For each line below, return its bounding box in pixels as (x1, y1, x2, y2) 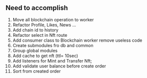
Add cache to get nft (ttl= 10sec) (12, 53, 78, 59)
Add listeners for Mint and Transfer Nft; (12, 58, 92, 63)
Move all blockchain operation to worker (12, 16, 94, 22)
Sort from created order (12, 68, 61, 74)
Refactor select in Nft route (12, 32, 68, 38)
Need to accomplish (5, 4, 68, 12)
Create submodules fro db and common (12, 42, 94, 48)
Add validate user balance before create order (12, 63, 106, 69)
